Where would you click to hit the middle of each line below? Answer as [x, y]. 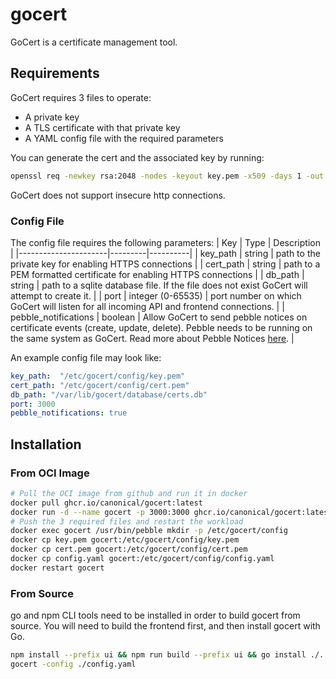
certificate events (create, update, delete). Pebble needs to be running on [161, 327]
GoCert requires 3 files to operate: [81, 97]
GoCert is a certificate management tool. [94, 42]
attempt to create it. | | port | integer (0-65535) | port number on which [156, 295]
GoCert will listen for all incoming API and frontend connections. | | [147, 306]
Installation [46, 444]
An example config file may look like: [86, 357]
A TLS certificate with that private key [102, 127]
